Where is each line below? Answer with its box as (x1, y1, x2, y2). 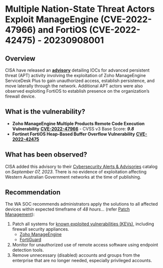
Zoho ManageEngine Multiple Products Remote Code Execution (12, 120, 145, 126)
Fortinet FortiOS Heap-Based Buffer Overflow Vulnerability (12, 131, 135, 137)
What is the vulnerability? (5, 107, 85, 116)
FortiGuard (19, 237, 42, 242)
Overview (5, 54, 36, 62)
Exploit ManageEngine (5, 14, 99, 25)
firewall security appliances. (12, 226, 70, 232)
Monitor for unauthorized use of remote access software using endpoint (12, 242, 159, 248)
